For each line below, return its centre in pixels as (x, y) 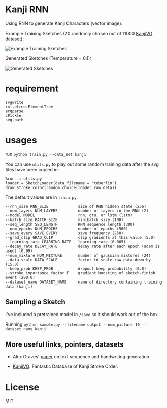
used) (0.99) (19, 251)
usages (21, 140)
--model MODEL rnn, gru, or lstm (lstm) (69, 215)
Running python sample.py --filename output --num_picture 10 (73, 324)
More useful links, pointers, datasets (64, 345)
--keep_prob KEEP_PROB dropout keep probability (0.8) (76, 269)
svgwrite (14, 102)
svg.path (14, 120)
